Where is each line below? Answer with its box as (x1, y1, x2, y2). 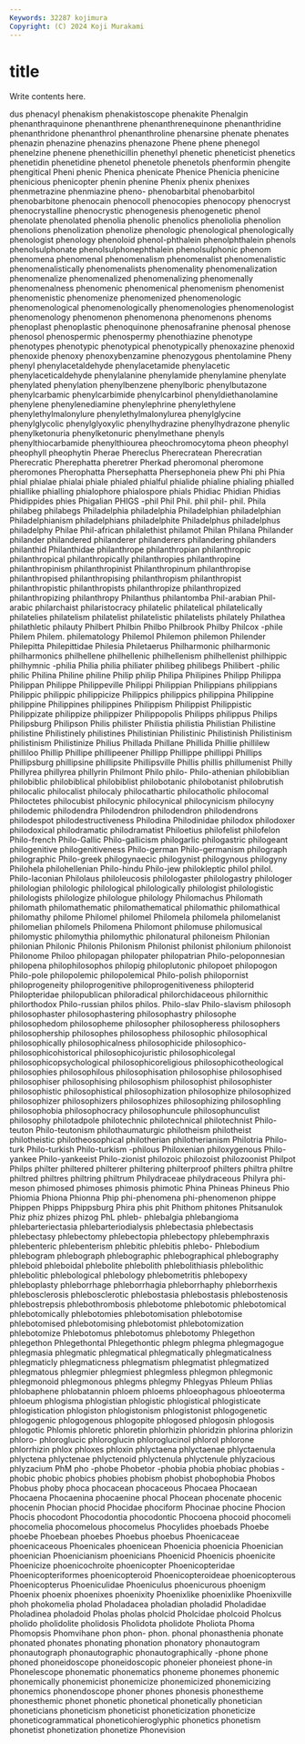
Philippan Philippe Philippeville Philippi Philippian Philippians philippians (9, 679, 278, 690)
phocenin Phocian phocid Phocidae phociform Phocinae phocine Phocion (9, 1502, 286, 1513)
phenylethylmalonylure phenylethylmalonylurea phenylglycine (9, 409, 241, 420)
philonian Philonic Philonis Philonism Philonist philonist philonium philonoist (9, 941, 291, 952)
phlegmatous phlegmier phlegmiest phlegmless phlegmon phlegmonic (9, 1367, 273, 1378)
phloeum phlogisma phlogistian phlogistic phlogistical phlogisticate (9, 1395, 261, 1407)
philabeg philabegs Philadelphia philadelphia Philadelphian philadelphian (9, 505, 281, 516)
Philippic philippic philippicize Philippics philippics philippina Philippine (9, 689, 275, 700)
